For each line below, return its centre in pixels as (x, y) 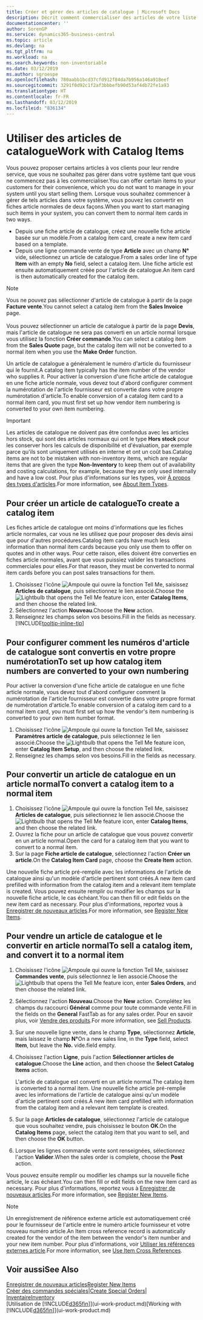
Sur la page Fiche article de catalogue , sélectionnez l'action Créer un (103, 853)
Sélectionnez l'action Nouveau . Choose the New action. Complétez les (103, 1001)
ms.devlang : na (25, 46)
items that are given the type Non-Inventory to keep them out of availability (101, 465)
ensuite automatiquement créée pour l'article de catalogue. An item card (105, 270)
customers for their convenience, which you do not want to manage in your (100, 187)
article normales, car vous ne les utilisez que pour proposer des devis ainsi (100, 534)
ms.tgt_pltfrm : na (29, 52)
